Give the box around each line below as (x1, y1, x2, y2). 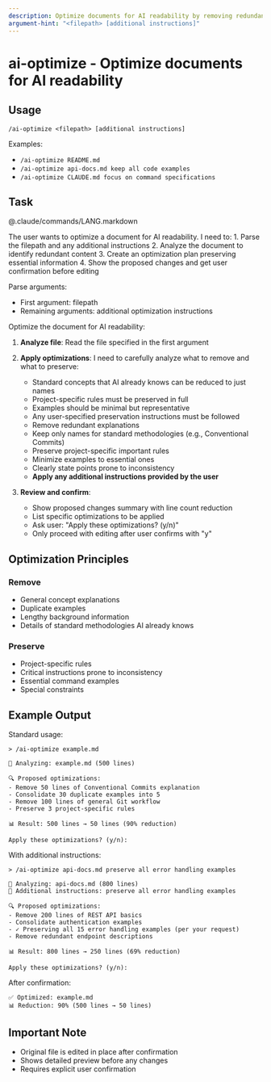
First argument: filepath (19, 298, 98, 308)
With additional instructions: (8, 850, 102, 860)
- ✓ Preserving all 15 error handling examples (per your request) (8, 925, 240, 933)
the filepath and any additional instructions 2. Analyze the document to (8, 241, 244, 250)
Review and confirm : (19, 488, 91, 497)
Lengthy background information (19, 612, 130, 622)
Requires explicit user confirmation (19, 1063, 136, 1074)
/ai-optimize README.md (19, 156, 101, 164)
